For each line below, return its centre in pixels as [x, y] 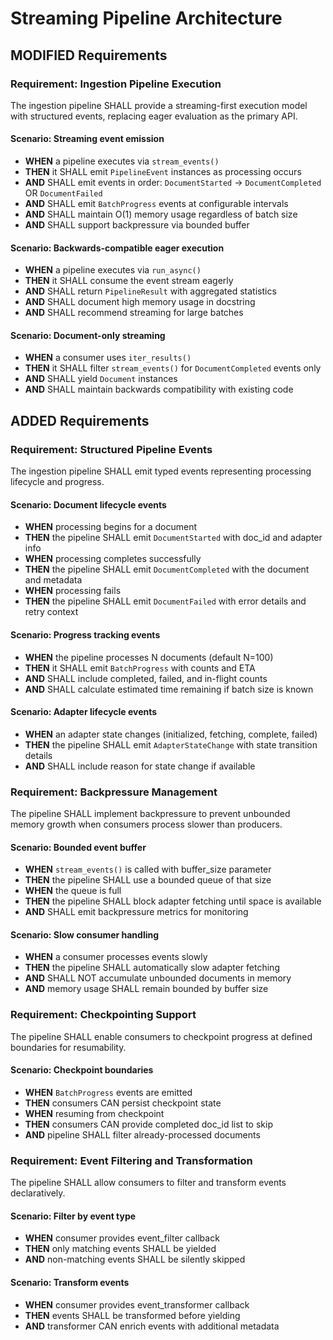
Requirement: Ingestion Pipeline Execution [116, 84]
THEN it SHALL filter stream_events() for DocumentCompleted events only [173, 368]
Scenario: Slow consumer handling [85, 934]
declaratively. [38, 1193]
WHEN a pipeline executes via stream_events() [122, 161]
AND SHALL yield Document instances [101, 379]
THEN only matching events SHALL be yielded [120, 1249]
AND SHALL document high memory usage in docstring [140, 302]
